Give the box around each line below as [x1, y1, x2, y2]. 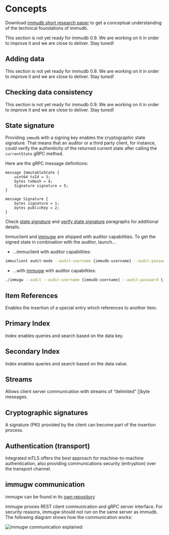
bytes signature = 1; [14, 201, 59, 206]
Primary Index [5, 319, 50, 328]
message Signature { [5, 197, 49, 202]
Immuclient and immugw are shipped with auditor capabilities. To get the [5, 234, 156, 240]
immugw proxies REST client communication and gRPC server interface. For [5, 503, 163, 509]
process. [5, 427, 24, 433]
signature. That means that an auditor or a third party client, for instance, [5, 140, 156, 146]
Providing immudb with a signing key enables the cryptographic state [5, 134, 146, 141]
